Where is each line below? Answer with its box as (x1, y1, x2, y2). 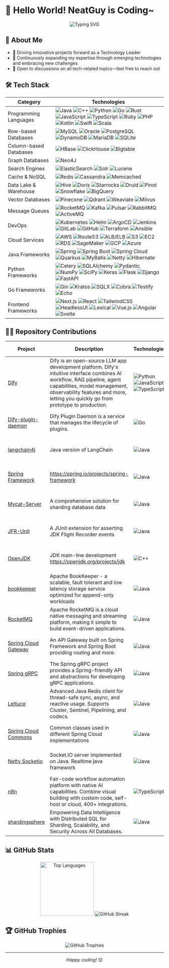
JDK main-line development (49, 552, 117, 559)
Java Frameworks (8, 251, 50, 258)
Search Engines (8, 165, 45, 172)
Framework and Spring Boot (49, 643, 116, 650)
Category (17, 98, 41, 105)
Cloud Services (8, 236, 44, 243)
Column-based (8, 142, 44, 149)
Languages (8, 116, 34, 123)
